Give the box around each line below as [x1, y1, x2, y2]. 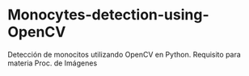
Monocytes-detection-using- [7, 6, 209, 24]
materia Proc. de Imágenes [7, 58, 98, 68]
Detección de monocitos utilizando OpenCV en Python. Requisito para [7, 49, 242, 59]
